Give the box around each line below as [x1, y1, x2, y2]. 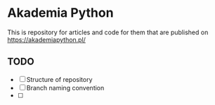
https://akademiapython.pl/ [7, 35, 86, 43]
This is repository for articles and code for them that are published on [7, 28, 209, 36]
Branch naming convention [26, 83, 105, 92]
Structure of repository [26, 75, 93, 83]
